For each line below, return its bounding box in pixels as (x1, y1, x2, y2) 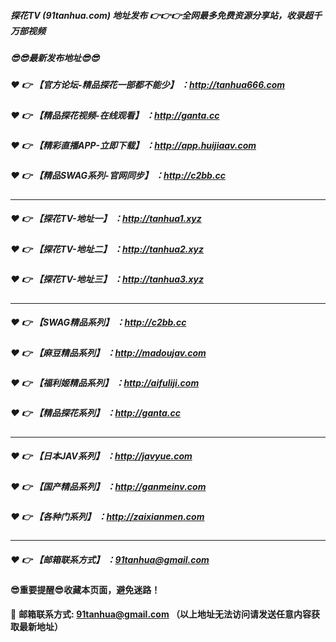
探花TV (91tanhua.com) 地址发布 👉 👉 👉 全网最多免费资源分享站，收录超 (10, 9, 313, 21)
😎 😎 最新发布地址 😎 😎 (10, 51, 100, 64)
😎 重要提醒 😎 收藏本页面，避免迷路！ (10, 584, 161, 596)
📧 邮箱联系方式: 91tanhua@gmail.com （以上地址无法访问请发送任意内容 (10, 608, 312, 620)
